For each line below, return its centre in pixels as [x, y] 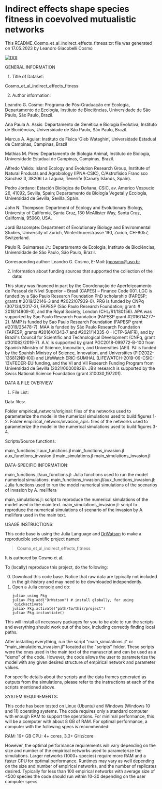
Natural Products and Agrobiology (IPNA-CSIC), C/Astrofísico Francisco [76, 173]
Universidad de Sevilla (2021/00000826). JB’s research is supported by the [80, 368]
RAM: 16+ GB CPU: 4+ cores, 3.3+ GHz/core [49, 736]
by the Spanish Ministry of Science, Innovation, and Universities [69, 353]
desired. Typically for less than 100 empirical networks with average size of [80, 771]
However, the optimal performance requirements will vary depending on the [81, 745]
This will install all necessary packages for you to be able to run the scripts [79, 622]
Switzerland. [17, 238]
